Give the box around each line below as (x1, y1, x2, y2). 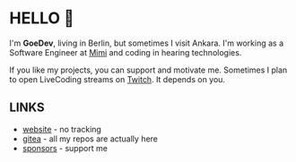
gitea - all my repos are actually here (22, 133, 159, 144)
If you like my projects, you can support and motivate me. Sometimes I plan (9, 64, 288, 75)
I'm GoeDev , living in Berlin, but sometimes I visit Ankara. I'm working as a (9, 38, 284, 48)
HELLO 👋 (9, 8, 74, 29)
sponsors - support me (22, 142, 108, 153)
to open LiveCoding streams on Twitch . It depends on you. (9, 73, 226, 84)
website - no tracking (22, 124, 101, 134)
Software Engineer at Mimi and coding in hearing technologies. (9, 47, 242, 57)
